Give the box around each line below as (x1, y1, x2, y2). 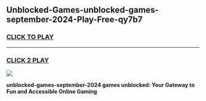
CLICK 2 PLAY (6, 56, 49, 64)
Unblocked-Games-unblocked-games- (6, 5, 159, 15)
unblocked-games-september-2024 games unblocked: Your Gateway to (6, 81, 195, 88)
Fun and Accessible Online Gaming (6, 88, 97, 95)
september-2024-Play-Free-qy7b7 (6, 15, 143, 25)
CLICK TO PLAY (6, 33, 54, 42)
